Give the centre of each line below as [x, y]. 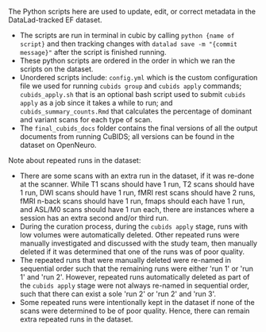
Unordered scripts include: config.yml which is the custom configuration [139, 77]
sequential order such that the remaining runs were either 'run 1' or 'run [137, 268]
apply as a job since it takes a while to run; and [96, 103]
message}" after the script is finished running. [93, 52]
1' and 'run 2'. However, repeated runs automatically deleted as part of [135, 277]
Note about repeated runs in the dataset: [75, 160]
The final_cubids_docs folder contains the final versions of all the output [139, 128]
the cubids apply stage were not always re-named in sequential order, [135, 286]
